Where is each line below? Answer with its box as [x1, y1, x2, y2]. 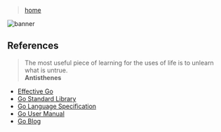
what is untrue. [24, 66, 68, 74]
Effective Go [17, 87, 54, 95]
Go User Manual [17, 109, 65, 118]
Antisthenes [24, 73, 62, 81]
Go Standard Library [17, 94, 76, 103]
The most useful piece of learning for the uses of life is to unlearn [24, 58, 214, 67]
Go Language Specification [17, 102, 97, 110]
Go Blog [17, 117, 41, 125]
